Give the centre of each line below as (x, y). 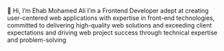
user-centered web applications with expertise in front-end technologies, (111, 18)
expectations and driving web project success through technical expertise (112, 32)
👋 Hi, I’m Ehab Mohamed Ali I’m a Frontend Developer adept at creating (108, 11)
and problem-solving (37, 40)
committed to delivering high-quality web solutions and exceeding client (110, 25)
